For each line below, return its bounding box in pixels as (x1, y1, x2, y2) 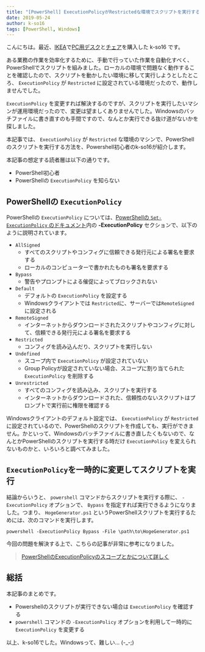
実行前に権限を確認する (51, 402, 110, 409)
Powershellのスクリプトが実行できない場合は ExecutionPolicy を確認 (15, 603, 189, 610)
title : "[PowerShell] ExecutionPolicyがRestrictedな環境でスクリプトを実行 (6, 9, 191, 15)
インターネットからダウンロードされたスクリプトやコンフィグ (24, 321, 179, 329)
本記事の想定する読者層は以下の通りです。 (6, 156, 113, 163)
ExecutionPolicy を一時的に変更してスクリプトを (6, 465, 188, 475)
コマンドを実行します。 (38, 516, 97, 523)
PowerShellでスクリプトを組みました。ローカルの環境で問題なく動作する (6, 64, 190, 71)
